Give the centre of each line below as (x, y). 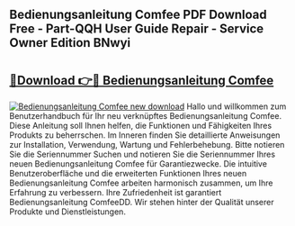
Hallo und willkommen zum (237, 106)
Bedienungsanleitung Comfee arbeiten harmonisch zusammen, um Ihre (141, 183)
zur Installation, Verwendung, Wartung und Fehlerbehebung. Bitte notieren (147, 145)
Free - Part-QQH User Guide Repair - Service (137, 29)
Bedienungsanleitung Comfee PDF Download (138, 15)
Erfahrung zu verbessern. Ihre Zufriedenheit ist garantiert (116, 192)
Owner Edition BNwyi (70, 43)
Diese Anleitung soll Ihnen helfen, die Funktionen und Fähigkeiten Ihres (141, 126)
